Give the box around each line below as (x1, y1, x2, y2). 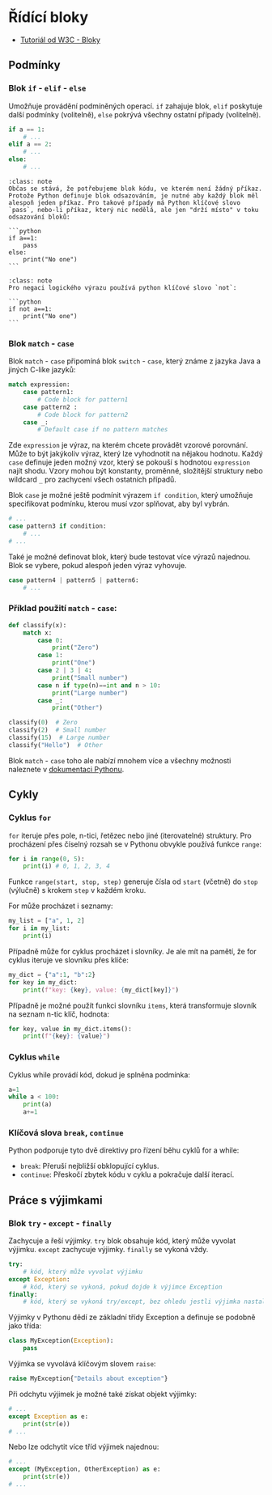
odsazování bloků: (8, 213, 70, 221)
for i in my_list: (8, 924, 70, 932)
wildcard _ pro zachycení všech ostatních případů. (8, 474, 176, 485)
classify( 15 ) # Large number (8, 733, 111, 742)
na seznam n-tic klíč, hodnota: (8, 1009, 109, 1019)
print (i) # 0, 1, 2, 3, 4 (23, 862, 111, 870)
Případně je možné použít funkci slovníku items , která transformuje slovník (8, 1000, 257, 1010)
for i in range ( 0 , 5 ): (8, 855, 85, 863)
